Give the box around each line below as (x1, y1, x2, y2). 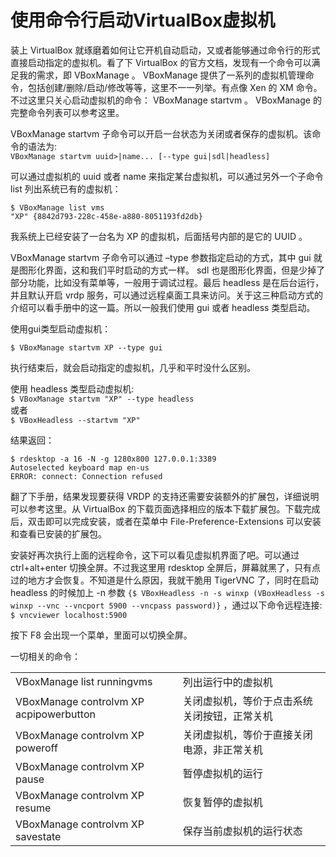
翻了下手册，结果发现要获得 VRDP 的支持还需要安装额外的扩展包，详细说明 (10, 490, 320, 502)
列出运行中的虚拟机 (182, 675, 273, 689)
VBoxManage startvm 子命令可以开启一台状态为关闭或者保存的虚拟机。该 (10, 127, 313, 140)
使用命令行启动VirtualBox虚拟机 (10, 9, 276, 32)
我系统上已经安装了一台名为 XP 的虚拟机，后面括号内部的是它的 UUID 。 (10, 230, 308, 242)
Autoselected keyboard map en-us (10, 462, 150, 473)
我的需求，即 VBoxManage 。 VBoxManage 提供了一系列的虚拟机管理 (18, 69, 306, 81)
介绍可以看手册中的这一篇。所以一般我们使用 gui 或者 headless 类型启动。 (10, 301, 316, 313)
